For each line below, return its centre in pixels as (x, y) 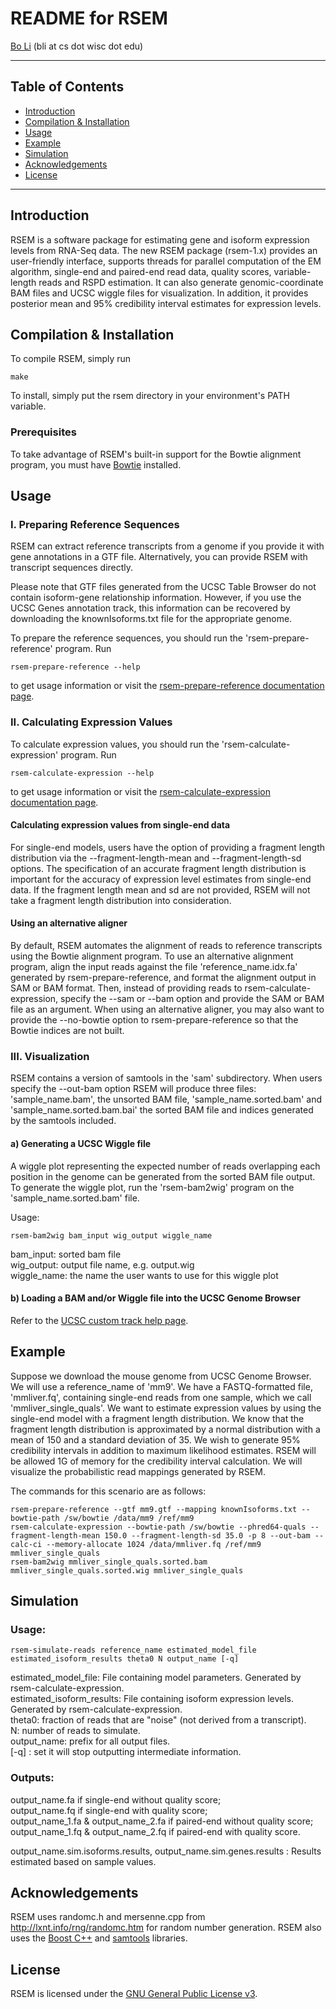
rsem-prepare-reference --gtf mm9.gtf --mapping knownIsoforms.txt (154, 1509)
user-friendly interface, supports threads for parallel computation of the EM (166, 261)
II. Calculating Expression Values (91, 722)
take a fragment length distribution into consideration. (121, 900)
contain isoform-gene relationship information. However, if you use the (156, 598)
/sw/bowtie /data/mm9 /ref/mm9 (129, 1518)
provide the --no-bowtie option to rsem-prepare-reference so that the (154, 1020)
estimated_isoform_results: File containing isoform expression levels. (152, 1699)
